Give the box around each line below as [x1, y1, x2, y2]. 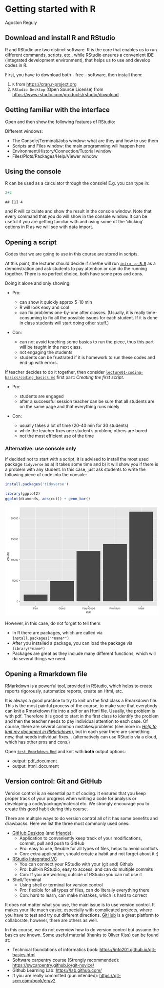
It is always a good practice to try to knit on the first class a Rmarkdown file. [5, 697, 158, 703]
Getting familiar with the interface [5, 106, 110, 114]
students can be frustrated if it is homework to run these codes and [19, 355, 155, 360]
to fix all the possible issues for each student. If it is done [43, 315, 158, 321]
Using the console [5, 167, 61, 175]
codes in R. [5, 62, 28, 68]
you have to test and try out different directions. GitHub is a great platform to [5, 912, 159, 918]
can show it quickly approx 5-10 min [19, 299, 92, 305]
